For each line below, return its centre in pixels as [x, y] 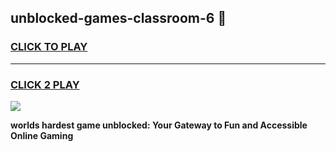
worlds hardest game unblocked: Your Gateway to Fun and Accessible [159, 125]
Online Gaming [42, 135]
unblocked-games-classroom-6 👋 [118, 18]
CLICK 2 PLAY [45, 84]
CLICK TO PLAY [49, 47]
